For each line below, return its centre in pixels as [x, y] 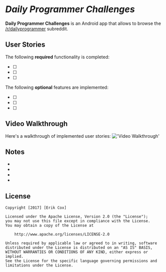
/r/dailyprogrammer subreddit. [37, 28]
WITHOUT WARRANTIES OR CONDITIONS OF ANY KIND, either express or [77, 252]
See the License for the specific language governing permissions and [81, 261]
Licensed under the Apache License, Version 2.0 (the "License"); [77, 217]
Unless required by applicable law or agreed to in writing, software [81, 243]
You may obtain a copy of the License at [50, 226]
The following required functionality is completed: [57, 57]
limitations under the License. [39, 265]
